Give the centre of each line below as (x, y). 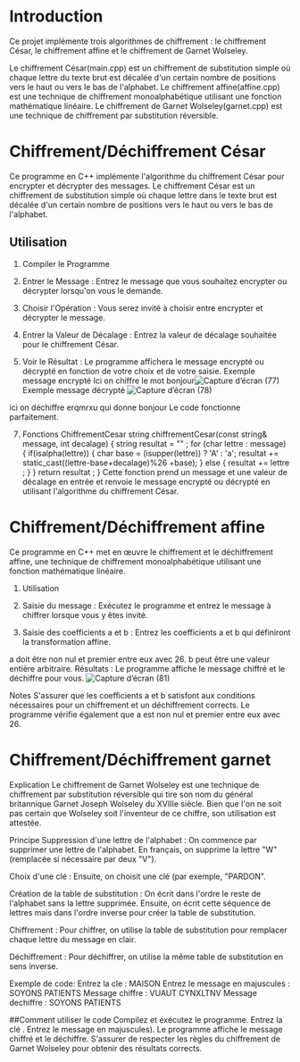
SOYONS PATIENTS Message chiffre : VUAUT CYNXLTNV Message (133, 992)
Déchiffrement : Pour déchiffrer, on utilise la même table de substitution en (146, 957)
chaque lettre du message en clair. (73, 939)
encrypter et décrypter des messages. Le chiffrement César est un (132, 186)
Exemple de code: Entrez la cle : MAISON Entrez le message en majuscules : (150, 983)
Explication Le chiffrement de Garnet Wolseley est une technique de (134, 784)
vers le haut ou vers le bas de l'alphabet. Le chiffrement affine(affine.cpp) (145, 87)
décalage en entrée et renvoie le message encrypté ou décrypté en (146, 481)
